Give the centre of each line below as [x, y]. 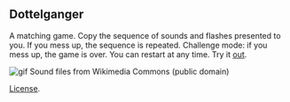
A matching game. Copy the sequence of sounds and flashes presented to [145, 35]
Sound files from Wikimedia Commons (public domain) [129, 71]
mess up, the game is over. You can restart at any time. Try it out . [128, 54]
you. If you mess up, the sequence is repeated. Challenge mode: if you [138, 45]
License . [25, 88]
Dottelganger [47, 15]
